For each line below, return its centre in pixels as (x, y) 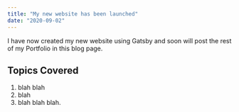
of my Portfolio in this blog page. (55, 48)
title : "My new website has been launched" (73, 14)
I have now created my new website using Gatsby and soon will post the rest (119, 40)
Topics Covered (43, 71)
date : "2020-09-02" (36, 21)
